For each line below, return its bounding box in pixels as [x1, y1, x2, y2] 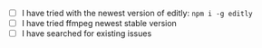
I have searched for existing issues [21, 28, 152, 39]
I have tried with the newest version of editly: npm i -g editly [21, 8, 253, 18]
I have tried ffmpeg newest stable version [21, 18, 178, 29]
